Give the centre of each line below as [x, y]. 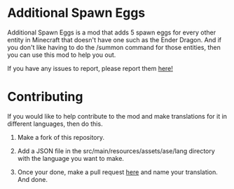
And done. [32, 179]
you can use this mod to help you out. [62, 55]
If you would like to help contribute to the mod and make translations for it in [117, 116]
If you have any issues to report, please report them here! [90, 68]
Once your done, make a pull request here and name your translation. [118, 172]
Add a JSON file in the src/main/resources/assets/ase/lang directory [116, 151]
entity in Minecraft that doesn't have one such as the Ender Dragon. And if [115, 39]
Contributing [45, 97]
